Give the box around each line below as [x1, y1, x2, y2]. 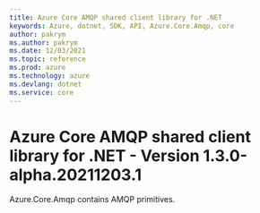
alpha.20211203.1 [9, 165, 142, 184]
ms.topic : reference [9, 55, 87, 64]
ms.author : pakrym [9, 38, 78, 47]
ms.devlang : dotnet [9, 80, 82, 89]
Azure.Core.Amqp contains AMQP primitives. [9, 194, 176, 205]
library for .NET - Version [9, 145, 200, 166]
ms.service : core [9, 88, 74, 97]
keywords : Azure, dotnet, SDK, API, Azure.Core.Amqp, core [9, 21, 235, 30]
